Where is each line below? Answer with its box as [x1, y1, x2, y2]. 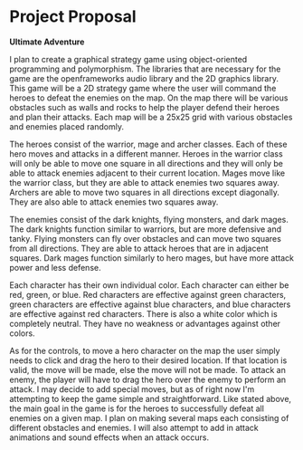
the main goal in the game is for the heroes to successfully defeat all [9, 403, 265, 414]
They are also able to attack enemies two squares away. [9, 196, 219, 207]
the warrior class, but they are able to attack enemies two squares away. [9, 177, 280, 187]
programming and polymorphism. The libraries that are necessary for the [9, 63, 281, 74]
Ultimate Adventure [9, 36, 85, 47]
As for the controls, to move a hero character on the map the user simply [9, 345, 280, 356]
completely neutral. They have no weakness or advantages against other [9, 318, 281, 329]
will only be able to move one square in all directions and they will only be [9, 158, 283, 168]
